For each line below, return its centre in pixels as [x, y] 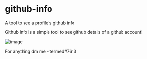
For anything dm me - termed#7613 [41, 51]
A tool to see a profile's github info [40, 23]
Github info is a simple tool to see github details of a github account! [74, 32]
